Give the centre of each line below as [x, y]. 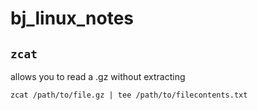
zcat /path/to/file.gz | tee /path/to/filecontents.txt [129, 95]
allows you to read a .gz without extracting [98, 76]
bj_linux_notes [72, 18]
